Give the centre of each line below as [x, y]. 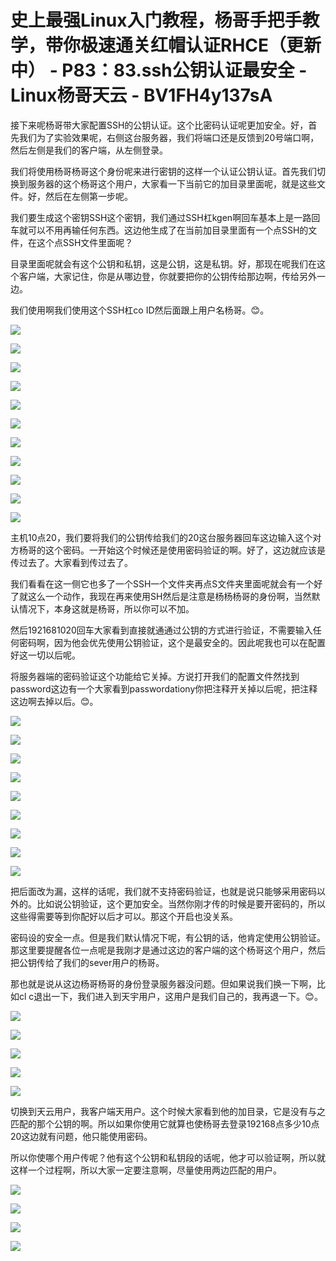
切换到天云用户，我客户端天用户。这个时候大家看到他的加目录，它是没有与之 [168, 1111]
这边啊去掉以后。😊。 [54, 701]
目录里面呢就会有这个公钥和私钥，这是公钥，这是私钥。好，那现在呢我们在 [163, 263]
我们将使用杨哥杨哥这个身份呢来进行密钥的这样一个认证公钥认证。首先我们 [163, 171]
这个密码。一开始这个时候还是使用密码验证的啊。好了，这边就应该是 [185, 550]
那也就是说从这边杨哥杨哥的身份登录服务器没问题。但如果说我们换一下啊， [163, 983]
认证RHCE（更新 [253, 45]
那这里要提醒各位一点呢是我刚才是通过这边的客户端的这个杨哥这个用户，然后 [168, 950]
